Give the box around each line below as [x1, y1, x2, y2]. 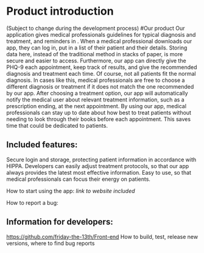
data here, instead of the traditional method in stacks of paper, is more [6, 50, 183, 57]
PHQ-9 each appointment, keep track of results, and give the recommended [6, 63, 197, 71]
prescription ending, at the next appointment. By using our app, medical [6, 102, 187, 109]
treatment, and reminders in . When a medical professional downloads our [6, 37, 192, 45]
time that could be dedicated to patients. [6, 122, 108, 129]
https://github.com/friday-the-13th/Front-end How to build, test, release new [6, 233, 199, 240]
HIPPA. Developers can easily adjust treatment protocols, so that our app [6, 162, 189, 169]
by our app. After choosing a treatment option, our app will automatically [6, 89, 188, 97]
